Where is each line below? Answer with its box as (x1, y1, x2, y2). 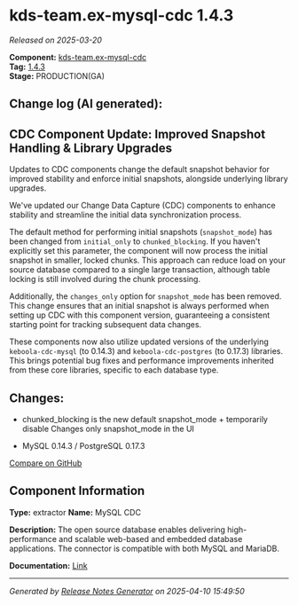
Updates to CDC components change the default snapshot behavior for (9, 164, 271, 175)
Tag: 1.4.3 (9, 61, 46, 72)
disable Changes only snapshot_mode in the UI (21, 423, 195, 434)
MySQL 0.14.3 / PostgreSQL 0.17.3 (21, 440, 145, 451)
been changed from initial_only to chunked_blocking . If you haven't (9, 236, 261, 247)
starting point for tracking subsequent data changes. (9, 319, 202, 330)
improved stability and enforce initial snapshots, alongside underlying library (9, 174, 288, 185)
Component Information (9, 483, 145, 499)
